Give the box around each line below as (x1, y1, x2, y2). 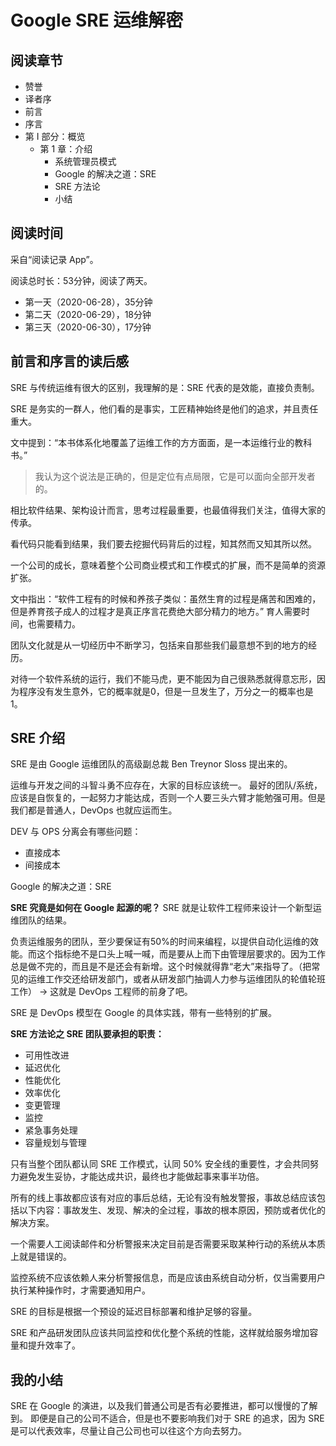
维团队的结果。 (10, 914, 72, 926)
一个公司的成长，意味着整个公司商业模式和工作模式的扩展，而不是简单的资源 (10, 559, 326, 571)
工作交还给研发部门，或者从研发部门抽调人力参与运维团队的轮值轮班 (44, 973, 326, 985)
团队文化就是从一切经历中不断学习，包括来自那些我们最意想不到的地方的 (10, 639, 308, 651)
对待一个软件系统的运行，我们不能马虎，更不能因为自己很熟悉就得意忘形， (10, 672, 317, 685)
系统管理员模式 (54, 156, 117, 167)
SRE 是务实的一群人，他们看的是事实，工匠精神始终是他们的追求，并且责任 (10, 402, 319, 415)
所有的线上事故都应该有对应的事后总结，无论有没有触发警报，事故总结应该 (10, 1192, 317, 1204)
